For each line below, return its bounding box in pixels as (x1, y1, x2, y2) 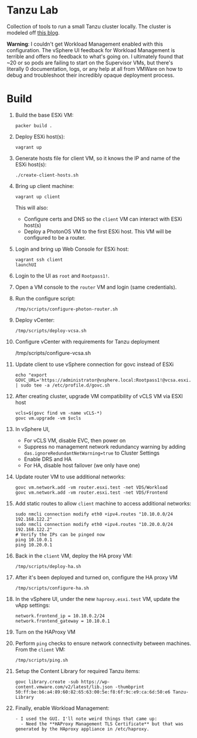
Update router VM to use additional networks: (15, 473, 125, 480)
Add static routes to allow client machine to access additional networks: (15, 500, 192, 507)
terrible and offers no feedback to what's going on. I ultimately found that (6, 53, 184, 60)
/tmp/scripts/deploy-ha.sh (15, 563, 81, 569)
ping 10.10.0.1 (15, 537, 53, 542)
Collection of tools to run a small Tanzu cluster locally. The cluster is (6, 23, 172, 30)
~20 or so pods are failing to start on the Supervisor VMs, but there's (6, 59, 174, 66)
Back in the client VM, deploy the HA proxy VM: (15, 552, 133, 559)
